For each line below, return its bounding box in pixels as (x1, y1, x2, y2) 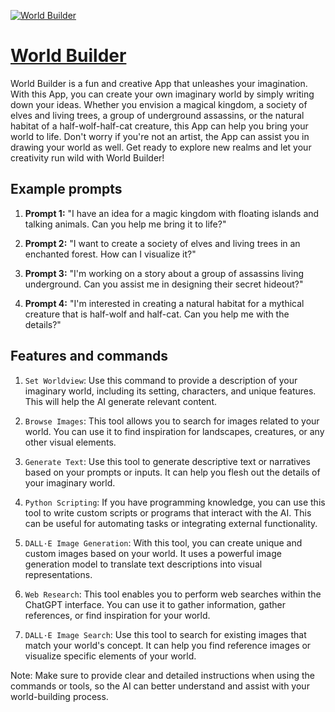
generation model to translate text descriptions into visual (24, 558, 263, 570)
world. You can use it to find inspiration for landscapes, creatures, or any (24, 425, 325, 437)
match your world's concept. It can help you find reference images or (24, 639, 312, 651)
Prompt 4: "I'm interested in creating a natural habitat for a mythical (24, 297, 305, 309)
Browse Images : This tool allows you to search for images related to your (24, 415, 320, 427)
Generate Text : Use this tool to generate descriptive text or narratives (24, 455, 311, 467)
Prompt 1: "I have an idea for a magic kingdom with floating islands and (24, 207, 320, 219)
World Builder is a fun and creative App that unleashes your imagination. (10, 77, 308, 89)
